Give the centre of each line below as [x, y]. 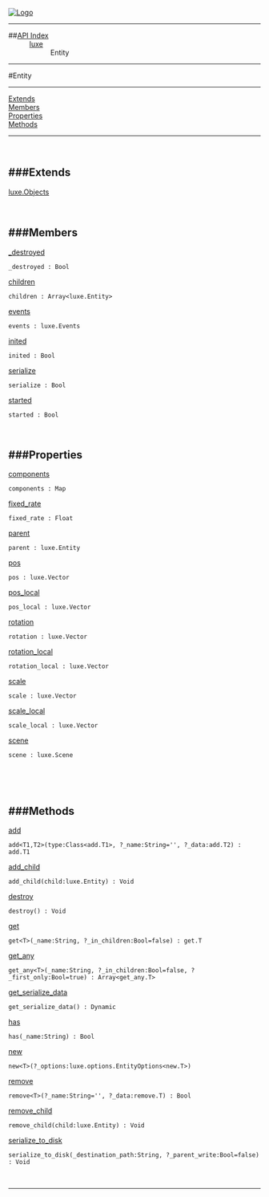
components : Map [37, 489]
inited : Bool [32, 356]
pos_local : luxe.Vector [50, 607]
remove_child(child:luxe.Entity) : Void [77, 1126]
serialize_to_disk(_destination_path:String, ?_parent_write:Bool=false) [134, 1155]
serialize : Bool [37, 385]
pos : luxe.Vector [39, 578]
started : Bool [34, 415]
